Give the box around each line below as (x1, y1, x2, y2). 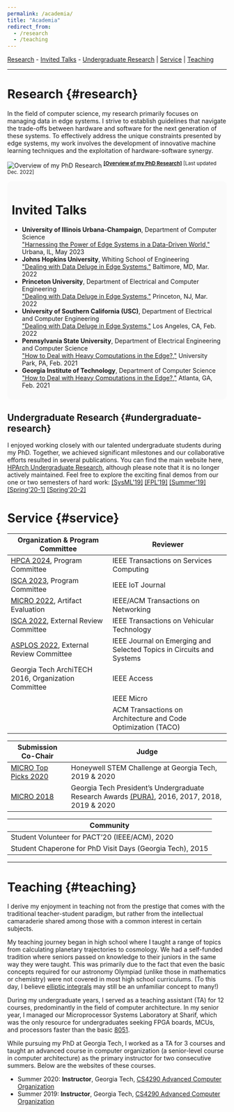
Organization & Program (17, 535, 100, 545)
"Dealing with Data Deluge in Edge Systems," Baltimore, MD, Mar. (22, 262, 210, 271)
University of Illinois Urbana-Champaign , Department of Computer (22, 225, 217, 234)
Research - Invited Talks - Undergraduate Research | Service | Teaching (7, 55, 214, 64)
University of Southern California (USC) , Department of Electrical (22, 306, 212, 315)
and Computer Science (22, 343, 88, 353)
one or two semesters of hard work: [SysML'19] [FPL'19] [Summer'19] (7, 478, 207, 487)
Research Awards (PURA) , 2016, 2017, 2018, (70, 792, 222, 801)
